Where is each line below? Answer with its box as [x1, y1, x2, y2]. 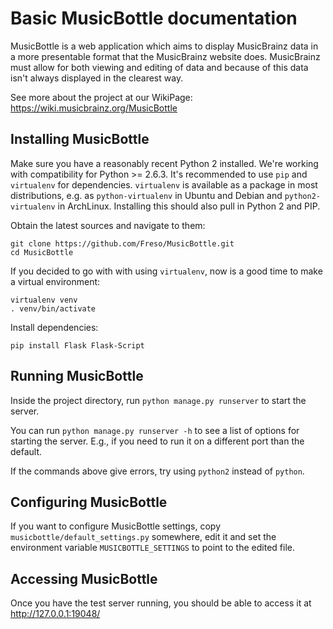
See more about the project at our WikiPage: [10, 91, 193, 103]
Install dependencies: [10, 321, 99, 333]
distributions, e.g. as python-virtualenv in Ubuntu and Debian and [10, 189, 283, 201]
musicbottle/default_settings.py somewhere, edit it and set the [10, 531, 277, 543]
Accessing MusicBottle [10, 570, 158, 587]
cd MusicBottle [10, 247, 74, 257]
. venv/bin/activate [10, 303, 97, 314]
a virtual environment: [10, 275, 101, 287]
